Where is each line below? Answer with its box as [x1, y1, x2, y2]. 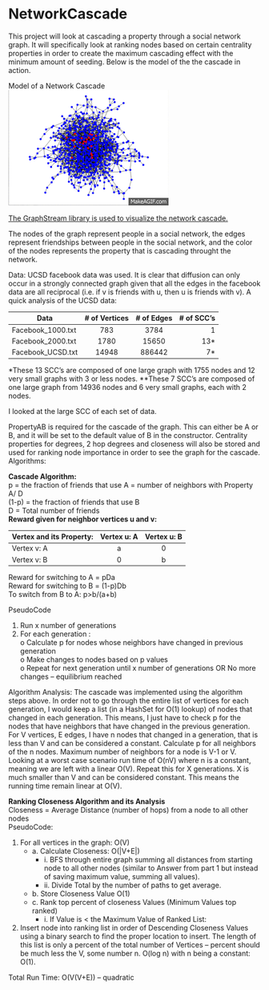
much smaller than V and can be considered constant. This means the [8, 773, 239, 782]
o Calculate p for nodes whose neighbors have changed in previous [19, 638, 243, 647]
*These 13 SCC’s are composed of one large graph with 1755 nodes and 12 [8, 365, 255, 375]
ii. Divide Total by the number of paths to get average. [43, 880, 222, 891]
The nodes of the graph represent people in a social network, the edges [8, 229, 246, 238]
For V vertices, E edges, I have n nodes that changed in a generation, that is [8, 730, 259, 740]
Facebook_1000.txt [11, 325, 77, 335]
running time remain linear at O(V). [8, 781, 122, 791]
